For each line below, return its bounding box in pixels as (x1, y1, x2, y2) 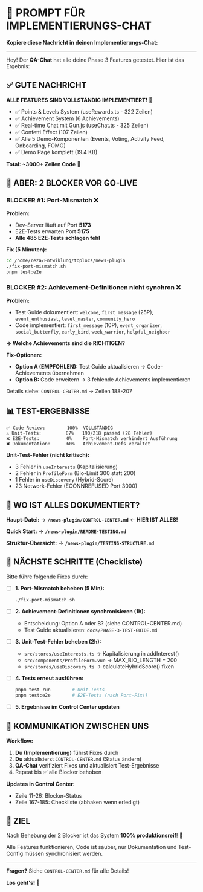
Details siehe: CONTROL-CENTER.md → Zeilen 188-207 (6, 387, 133, 395)
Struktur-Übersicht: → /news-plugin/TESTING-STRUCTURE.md (6, 539, 155, 546)
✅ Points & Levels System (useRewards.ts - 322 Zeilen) (14, 108, 153, 115)
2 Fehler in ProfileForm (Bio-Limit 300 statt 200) (14, 470, 136, 477)
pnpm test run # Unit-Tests (14, 687, 105, 693)
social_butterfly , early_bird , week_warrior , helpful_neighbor (14, 328, 171, 335)
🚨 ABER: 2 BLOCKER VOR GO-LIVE (6, 178, 138, 189)
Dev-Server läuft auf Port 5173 (14, 221, 92, 229)
